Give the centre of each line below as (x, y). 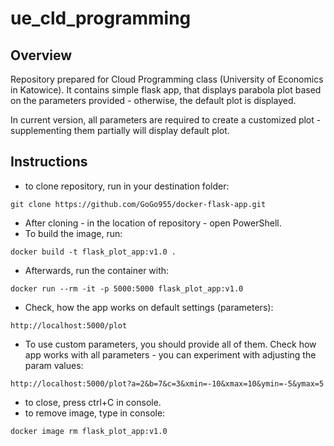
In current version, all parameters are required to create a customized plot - (166, 120)
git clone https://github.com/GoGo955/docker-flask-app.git (138, 204)
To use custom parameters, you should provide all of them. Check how (170, 344)
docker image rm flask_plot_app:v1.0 (89, 431)
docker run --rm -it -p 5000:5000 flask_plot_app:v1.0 (127, 288)
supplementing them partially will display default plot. (120, 130)
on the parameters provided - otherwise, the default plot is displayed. (153, 100)
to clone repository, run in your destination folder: (127, 186)
